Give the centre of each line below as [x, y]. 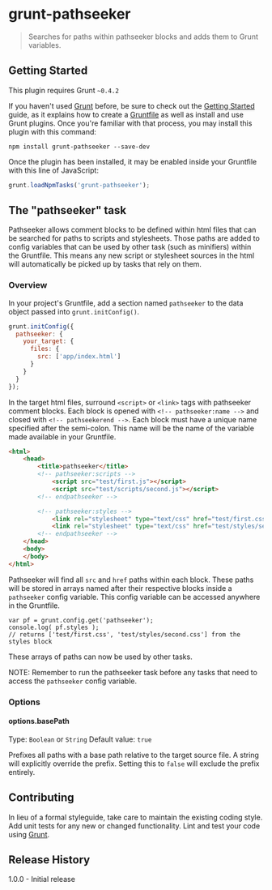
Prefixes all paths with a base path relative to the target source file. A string [134, 755]
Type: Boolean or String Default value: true [80, 739]
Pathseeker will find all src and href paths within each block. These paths [131, 580]
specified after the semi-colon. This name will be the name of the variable [132, 428]
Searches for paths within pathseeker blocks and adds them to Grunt [143, 36]
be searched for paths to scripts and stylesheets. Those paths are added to [134, 238]
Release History [49, 860]
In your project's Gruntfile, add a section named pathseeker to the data [126, 303]
